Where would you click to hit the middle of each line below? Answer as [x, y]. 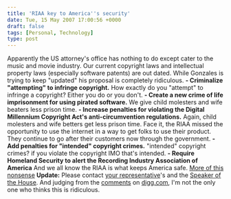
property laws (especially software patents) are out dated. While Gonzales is [115, 73]
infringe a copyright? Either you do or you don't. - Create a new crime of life [115, 95]
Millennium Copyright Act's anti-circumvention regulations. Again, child [112, 117]
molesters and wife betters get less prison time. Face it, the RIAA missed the [115, 124]
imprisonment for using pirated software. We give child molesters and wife [115, 102]
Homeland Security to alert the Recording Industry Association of [102, 161]
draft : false [26, 26]
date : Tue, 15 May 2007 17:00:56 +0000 [64, 20]
